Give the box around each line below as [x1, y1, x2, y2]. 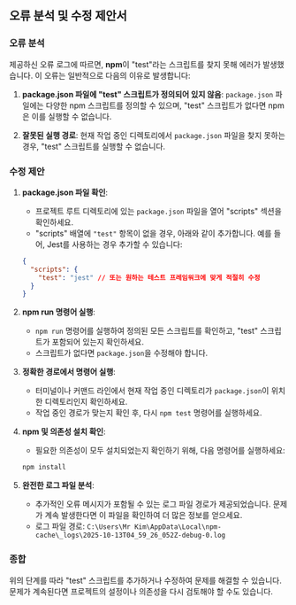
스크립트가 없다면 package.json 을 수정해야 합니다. [34, 348, 209, 359]
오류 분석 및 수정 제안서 [9, 8, 128, 24]
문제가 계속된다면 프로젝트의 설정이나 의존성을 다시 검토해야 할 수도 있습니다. [9, 586, 274, 596]
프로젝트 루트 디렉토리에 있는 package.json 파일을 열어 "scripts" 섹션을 [34, 206, 283, 216]
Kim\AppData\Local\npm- [133, 523, 223, 531]
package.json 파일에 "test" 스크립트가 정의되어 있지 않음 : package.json [21, 89, 274, 99]
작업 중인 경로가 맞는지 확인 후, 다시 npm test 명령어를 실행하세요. [34, 407, 262, 418]
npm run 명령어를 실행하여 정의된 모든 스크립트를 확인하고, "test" [34, 326, 259, 337]
